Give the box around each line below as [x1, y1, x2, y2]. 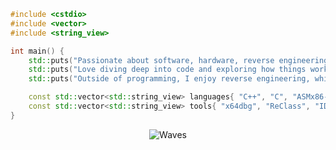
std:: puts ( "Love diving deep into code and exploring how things [28, 65, 307, 75]
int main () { [10, 46, 65, 56]
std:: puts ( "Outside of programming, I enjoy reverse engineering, [28, 74, 311, 84]
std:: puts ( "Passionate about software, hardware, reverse [28, 55, 275, 65]
